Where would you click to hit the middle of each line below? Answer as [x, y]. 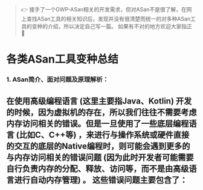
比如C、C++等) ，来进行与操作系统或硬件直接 [104, 135]
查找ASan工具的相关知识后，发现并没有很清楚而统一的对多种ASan [108, 19]
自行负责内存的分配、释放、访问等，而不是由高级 [98, 169]
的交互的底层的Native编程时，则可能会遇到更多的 [98, 146]
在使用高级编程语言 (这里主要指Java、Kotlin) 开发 [99, 101]
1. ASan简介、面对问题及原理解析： [57, 79]
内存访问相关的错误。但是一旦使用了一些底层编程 [98, 124]
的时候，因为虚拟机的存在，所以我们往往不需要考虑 [101, 112]
